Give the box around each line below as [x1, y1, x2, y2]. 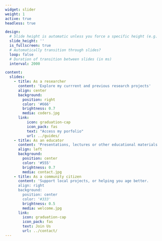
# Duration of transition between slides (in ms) [9, 56, 112, 61]
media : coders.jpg [22, 111, 60, 116]
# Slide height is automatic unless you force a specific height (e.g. [9, 34, 158, 39]
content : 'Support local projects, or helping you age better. [18, 179, 149, 184]
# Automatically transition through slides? [9, 47, 101, 53]
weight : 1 [5, 12, 25, 17]
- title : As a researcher [14, 79, 67, 84]
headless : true [5, 20, 36, 26]
